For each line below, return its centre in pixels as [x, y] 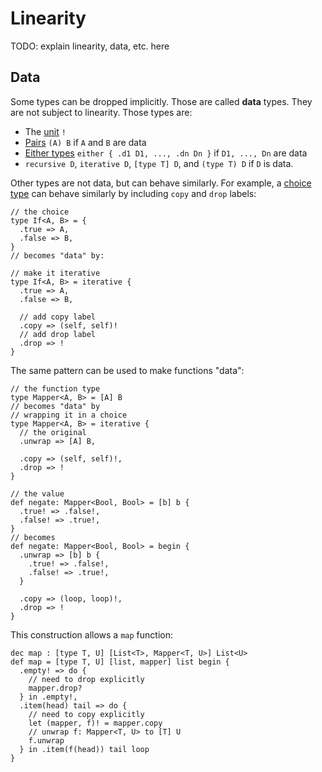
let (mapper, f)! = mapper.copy [95, 723]
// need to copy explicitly [86, 714]
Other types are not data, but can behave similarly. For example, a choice [161, 183]
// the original [53, 432]
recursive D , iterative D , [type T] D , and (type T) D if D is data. [159, 163]
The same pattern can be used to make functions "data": [127, 370]
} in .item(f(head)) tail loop [84, 749]
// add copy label [58, 317]
